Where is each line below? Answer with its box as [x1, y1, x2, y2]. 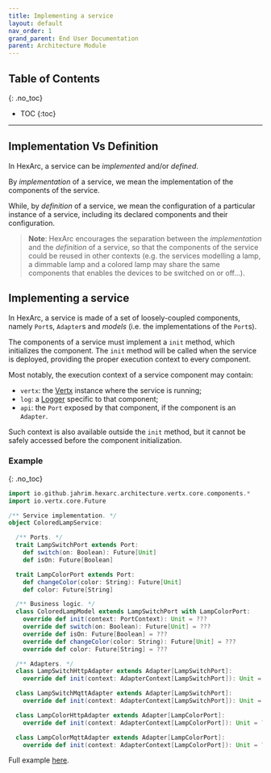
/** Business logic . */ [15, 600, 95, 608]
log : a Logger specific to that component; [19, 394, 159, 403]
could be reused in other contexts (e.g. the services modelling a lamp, [27, 251, 261, 261]
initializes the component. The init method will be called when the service [8, 345, 256, 355]
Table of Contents [8, 72, 101, 86]
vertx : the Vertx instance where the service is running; [19, 385, 202, 395]
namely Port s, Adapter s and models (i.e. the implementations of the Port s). [8, 321, 257, 331]
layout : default [8, 19, 63, 27]
